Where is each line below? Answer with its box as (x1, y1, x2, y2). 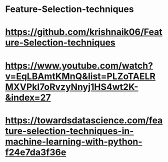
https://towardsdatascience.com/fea (5, 114, 163, 126)
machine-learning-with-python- (5, 136, 142, 147)
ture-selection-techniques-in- (5, 125, 134, 136)
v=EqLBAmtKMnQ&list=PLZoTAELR (5, 70, 156, 82)
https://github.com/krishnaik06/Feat (5, 26, 162, 38)
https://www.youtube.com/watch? (5, 60, 153, 71)
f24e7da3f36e (5, 146, 66, 158)
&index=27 (5, 91, 51, 103)
